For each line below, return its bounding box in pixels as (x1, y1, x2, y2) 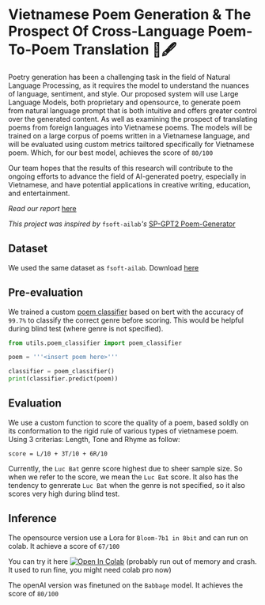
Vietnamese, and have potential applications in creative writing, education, (8, 180, 252, 189)
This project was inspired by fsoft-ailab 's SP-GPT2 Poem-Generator (8, 219, 236, 229)
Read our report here (8, 203, 77, 213)
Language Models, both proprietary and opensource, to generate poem (8, 97, 241, 107)
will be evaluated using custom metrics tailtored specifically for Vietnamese (8, 139, 255, 149)
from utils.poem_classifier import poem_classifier (8, 338, 182, 347)
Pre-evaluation (8, 286, 83, 300)
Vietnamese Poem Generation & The (8, 6, 252, 24)
